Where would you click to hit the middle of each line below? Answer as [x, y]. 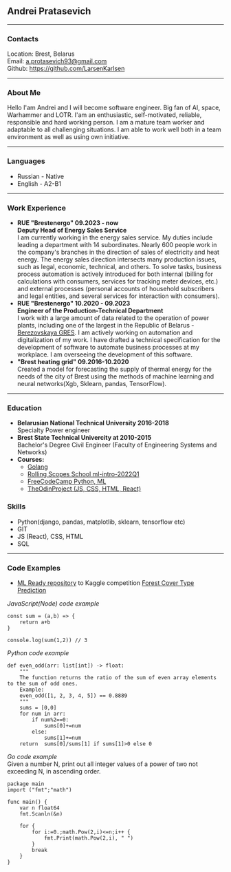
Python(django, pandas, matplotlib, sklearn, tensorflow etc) [101, 522]
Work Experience [37, 208]
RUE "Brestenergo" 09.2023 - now [68, 223]
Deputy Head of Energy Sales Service [72, 230]
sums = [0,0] [38, 708]
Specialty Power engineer [54, 430]
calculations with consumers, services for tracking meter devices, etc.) [118, 281]
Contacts [23, 39]
